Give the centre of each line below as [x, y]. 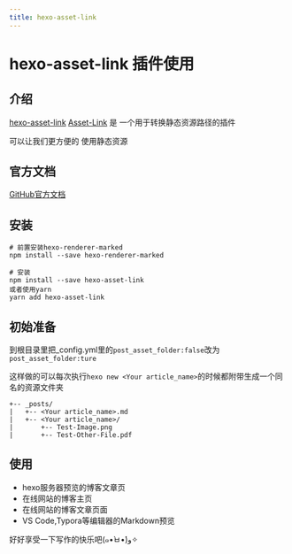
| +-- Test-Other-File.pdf [71, 435]
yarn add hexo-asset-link [57, 297]
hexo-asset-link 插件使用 [102, 64]
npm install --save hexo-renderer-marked [87, 256]
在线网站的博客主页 [57, 498]
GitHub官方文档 [38, 195]
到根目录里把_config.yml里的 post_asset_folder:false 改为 [115, 350]
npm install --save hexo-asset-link [77, 281]
